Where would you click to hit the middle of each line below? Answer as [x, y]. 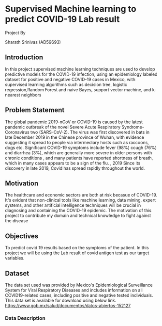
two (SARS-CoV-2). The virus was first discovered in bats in [90, 132]
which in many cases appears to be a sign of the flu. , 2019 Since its [73, 163]
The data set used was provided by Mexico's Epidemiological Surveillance [79, 285]
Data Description [25, 318]
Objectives [22, 236]
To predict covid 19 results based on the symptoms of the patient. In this [77, 248]
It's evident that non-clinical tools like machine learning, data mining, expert [81, 200]
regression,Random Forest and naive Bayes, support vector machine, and [78, 90]
